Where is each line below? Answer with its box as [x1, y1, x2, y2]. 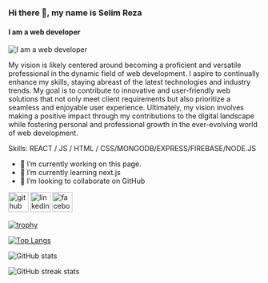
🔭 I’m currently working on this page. [19, 159, 142, 169]
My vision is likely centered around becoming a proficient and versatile [8, 60, 242, 70]
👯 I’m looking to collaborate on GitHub [19, 176, 146, 186]
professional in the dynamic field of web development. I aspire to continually [8, 69, 260, 78]
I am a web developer [8, 27, 81, 37]
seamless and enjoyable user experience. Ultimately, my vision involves [8, 103, 244, 113]
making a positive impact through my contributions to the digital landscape [8, 111, 254, 121]
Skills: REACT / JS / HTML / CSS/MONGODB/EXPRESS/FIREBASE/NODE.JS [8, 144, 257, 153]
